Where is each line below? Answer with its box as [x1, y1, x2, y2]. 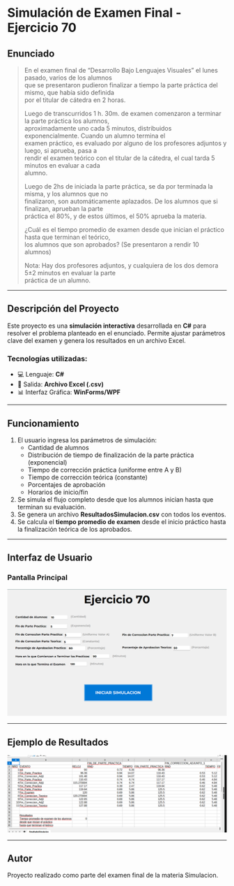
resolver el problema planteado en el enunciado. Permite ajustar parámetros [7, 328, 226, 337]
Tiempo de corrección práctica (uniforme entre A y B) [27, 465, 182, 474]
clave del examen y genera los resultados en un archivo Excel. [7, 336, 186, 344]
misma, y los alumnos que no [24, 190, 109, 198]
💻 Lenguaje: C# [17, 370, 65, 379]
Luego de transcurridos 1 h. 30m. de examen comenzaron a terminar [24, 110, 221, 117]
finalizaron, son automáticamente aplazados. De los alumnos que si [24, 197, 218, 205]
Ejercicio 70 [7, 20, 77, 36]
